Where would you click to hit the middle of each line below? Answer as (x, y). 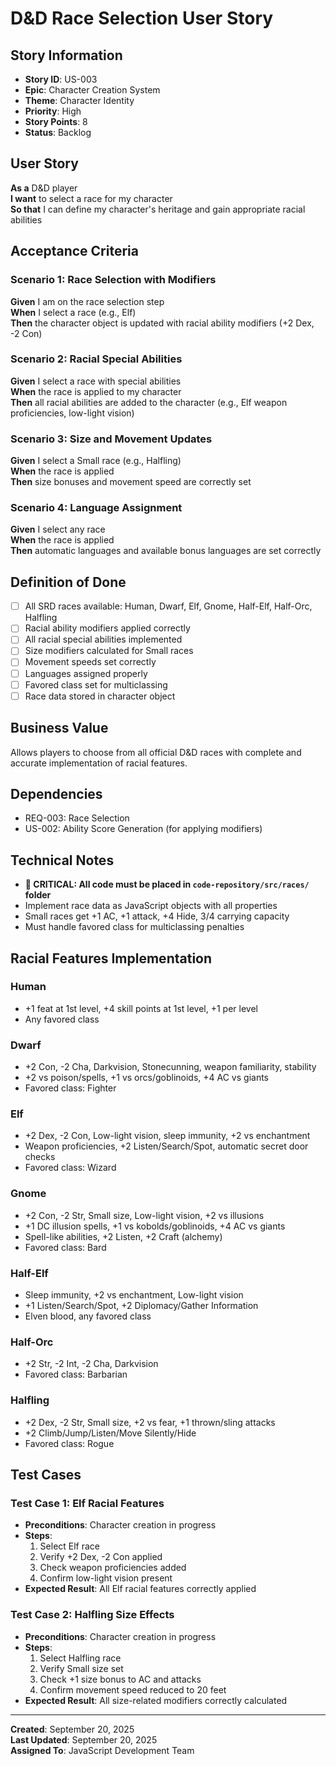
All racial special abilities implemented (103, 639)
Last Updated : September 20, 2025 (84, 1739)
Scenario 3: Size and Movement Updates (111, 439)
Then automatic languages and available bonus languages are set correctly (166, 551)
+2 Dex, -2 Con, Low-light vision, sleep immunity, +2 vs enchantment (167, 1136)
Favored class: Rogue (69, 1443)
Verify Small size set (81, 1668)
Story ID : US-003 (61, 79)
